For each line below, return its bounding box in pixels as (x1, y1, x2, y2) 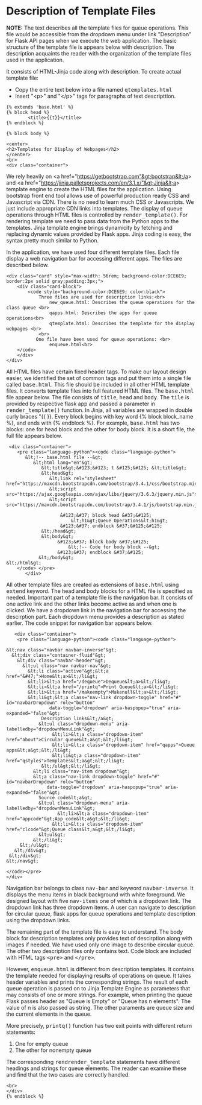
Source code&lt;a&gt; (38, 794, 93, 800)
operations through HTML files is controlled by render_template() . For (6, 211, 188, 218)
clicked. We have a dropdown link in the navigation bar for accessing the (6, 606, 186, 613)
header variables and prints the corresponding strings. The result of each (6, 978, 188, 986)
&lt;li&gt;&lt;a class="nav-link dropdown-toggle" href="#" (28, 694, 182, 700)
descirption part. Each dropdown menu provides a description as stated (6, 613, 185, 620)
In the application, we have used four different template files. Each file (6, 249, 180, 256)
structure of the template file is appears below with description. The (6, 43, 174, 51)
